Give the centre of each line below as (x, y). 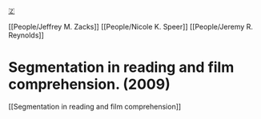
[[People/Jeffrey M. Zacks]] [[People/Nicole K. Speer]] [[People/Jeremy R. (131, 27)
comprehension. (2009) (89, 84)
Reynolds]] (26, 35)
